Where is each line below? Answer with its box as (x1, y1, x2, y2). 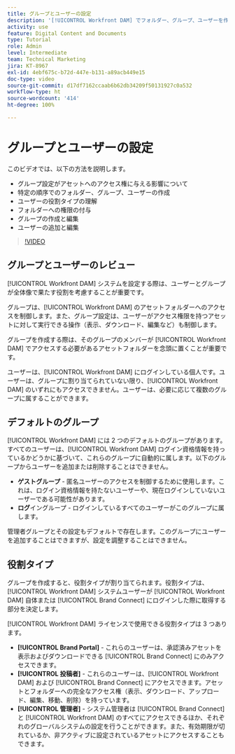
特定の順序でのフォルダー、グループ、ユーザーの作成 (17, 188, 171, 196)
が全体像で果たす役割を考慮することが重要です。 (7, 288, 148, 296)
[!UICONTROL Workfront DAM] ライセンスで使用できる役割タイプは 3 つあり (7, 619, 227, 628)
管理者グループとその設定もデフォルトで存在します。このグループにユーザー (7, 527, 227, 536)
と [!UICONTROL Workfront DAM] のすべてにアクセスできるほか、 (17, 713, 207, 722)
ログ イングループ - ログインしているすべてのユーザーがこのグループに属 (17, 504, 225, 512)
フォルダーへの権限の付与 (17, 205, 92, 214)
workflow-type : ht (7, 88, 61, 95)
